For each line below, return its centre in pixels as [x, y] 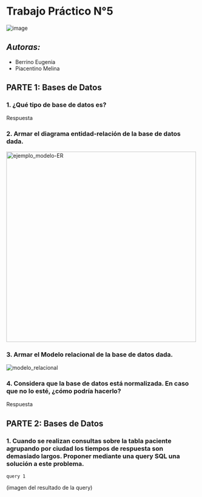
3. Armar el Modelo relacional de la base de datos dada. [89, 354]
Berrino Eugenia [35, 62]
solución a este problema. [45, 464]
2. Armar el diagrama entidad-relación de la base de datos [93, 134]
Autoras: [23, 47]
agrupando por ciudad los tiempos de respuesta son [85, 448]
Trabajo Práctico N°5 [60, 11]
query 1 [16, 476]
